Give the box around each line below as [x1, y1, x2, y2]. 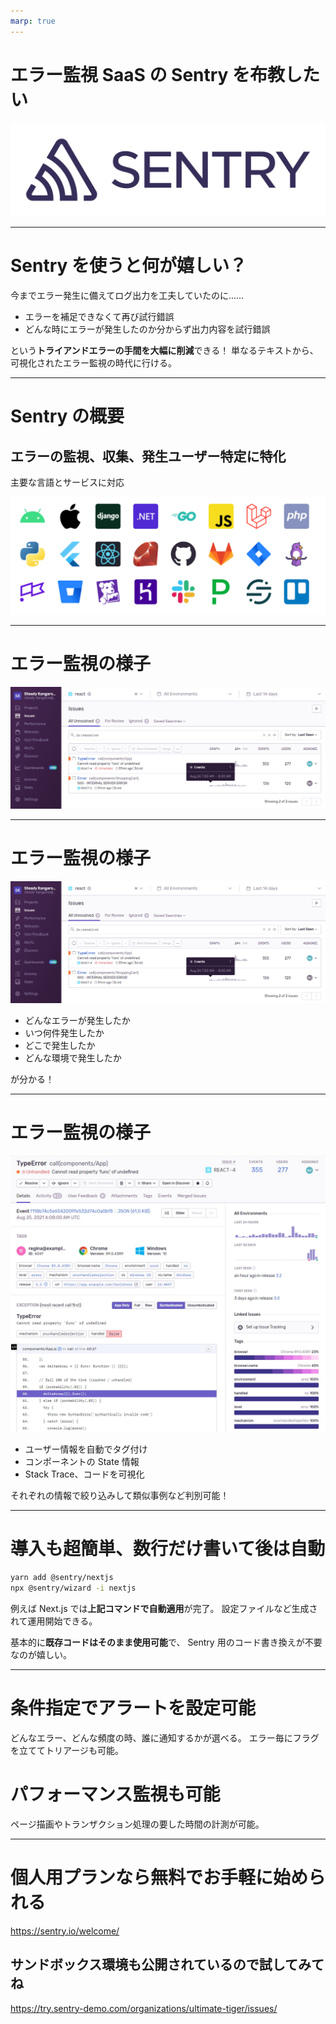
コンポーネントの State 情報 [24, 1456, 140, 1468]
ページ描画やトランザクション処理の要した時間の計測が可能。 [10, 1818, 265, 1830]
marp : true [10, 16, 56, 26]
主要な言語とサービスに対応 [10, 476, 125, 489]
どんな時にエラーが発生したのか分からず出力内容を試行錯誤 [24, 323, 271, 335]
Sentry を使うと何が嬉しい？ [10, 255, 248, 277]
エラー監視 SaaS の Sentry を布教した [10, 63, 321, 86]
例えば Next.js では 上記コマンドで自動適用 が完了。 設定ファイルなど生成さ [10, 1602, 318, 1614]
